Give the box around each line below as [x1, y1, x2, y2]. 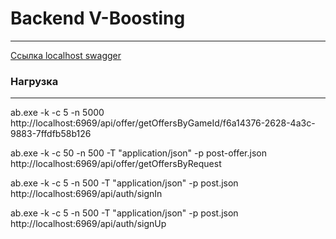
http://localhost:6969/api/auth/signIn [10, 188, 163, 200]
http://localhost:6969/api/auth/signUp [10, 218, 167, 230]
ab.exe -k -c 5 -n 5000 [10, 107, 105, 119]
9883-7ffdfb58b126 [10, 128, 92, 140]
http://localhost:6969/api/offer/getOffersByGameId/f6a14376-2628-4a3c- [10, 117, 316, 129]
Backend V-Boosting [10, 7, 186, 30]
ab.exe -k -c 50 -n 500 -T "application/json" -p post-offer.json [10, 147, 267, 159]
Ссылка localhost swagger [10, 49, 122, 61]
